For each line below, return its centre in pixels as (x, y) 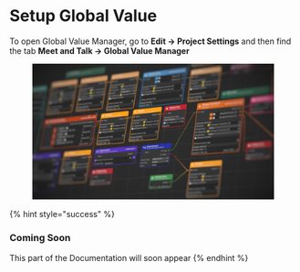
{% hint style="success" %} (62, 214)
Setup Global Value (83, 16)
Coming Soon (40, 238)
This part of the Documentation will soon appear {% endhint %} (129, 257)
